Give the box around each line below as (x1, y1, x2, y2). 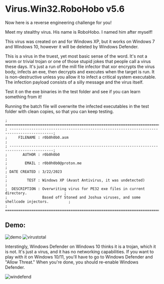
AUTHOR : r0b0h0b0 (22, 152, 60, 157)
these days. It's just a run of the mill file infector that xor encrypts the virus (5, 64, 155, 69)
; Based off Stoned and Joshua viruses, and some (5, 195, 141, 200)
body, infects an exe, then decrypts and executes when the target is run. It (5, 68, 155, 74)
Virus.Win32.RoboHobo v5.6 (5, 3, 125, 15)
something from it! (5, 94, 42, 100)
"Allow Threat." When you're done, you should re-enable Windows (5, 259, 139, 265)
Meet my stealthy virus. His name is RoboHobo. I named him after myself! (5, 29, 153, 35)
